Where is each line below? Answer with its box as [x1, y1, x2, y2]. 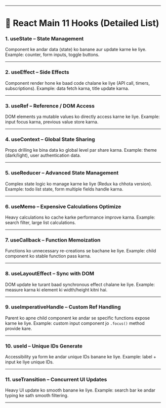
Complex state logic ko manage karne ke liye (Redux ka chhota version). [5, 180, 152, 186]
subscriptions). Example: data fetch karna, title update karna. [5, 85, 129, 91]
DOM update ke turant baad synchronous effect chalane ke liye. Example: [5, 281, 155, 288]
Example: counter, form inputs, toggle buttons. [5, 52, 100, 58]
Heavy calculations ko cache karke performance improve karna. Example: [5, 214, 156, 220]
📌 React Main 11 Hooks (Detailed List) [5, 18, 160, 29]
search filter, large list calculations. [5, 219, 76, 226]
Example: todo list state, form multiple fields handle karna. [5, 186, 124, 192]
